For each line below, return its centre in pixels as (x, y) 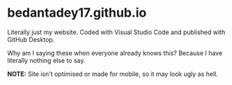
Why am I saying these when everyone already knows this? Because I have (115, 53)
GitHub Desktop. (31, 39)
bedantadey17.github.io (77, 13)
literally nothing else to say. (46, 60)
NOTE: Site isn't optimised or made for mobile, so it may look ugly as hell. (113, 74)
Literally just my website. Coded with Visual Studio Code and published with (116, 32)
